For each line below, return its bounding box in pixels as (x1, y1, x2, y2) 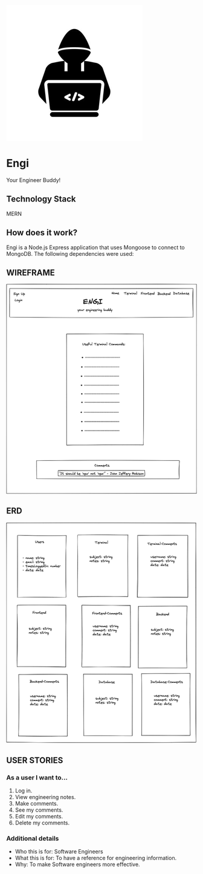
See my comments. (14, 806, 63, 814)
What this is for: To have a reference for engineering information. (14, 855, 177, 862)
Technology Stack (6, 194, 76, 204)
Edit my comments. (14, 812, 63, 820)
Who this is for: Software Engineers (14, 848, 104, 855)
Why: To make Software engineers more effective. (14, 861, 140, 868)
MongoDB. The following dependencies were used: (6, 250, 134, 257)
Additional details (6, 834, 59, 843)
